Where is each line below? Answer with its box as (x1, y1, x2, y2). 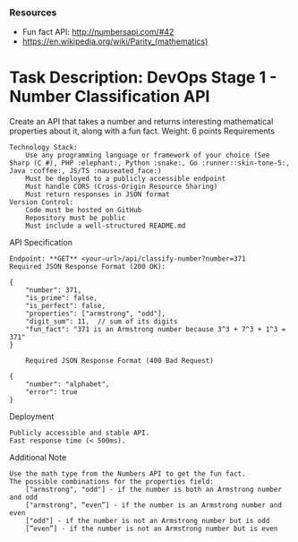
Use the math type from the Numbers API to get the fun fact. (9, 469, 246, 478)
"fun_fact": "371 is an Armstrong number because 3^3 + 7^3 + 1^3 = (25, 325, 286, 334)
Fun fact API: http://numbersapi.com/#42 (21, 27, 175, 38)
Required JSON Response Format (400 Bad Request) (25, 357, 215, 366)
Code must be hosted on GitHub (25, 206, 142, 215)
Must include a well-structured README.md (25, 221, 186, 230)
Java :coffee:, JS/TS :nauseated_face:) (9, 167, 163, 176)
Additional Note (9, 452, 67, 463)
